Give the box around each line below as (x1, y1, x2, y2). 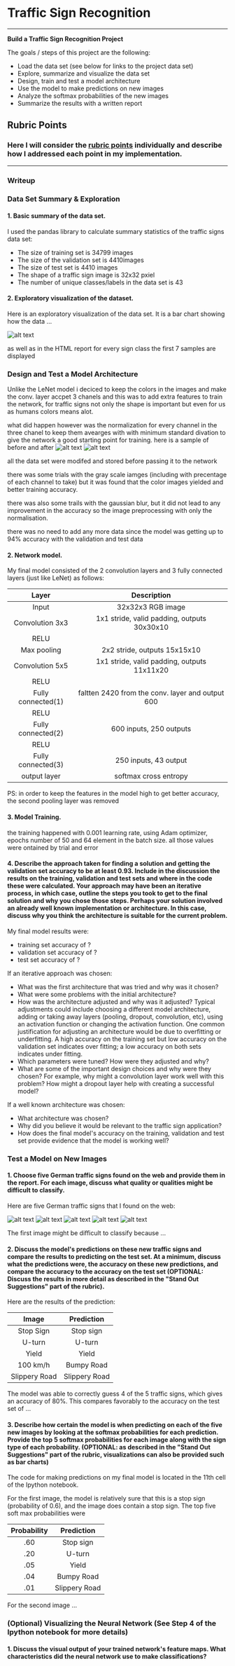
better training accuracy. (7, 486, 78, 494)
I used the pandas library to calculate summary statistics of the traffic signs (7, 227, 225, 235)
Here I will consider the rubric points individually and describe (7, 140, 222, 150)
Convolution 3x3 (13, 618, 69, 628)
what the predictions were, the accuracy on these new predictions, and (7, 1260, 219, 1268)
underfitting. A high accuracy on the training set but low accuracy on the (17, 1035, 227, 1043)
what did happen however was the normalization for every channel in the (7, 421, 218, 429)
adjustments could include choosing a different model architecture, (17, 1005, 211, 1013)
